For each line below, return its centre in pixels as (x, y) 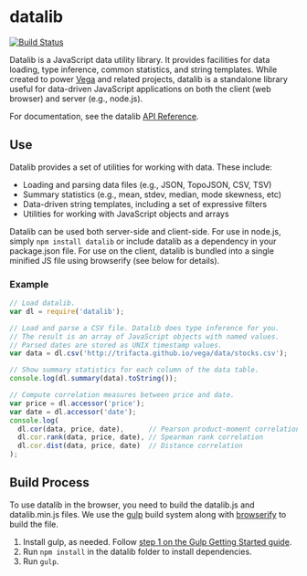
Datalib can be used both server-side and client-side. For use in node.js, (145, 231)
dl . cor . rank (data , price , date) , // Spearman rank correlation (140, 437)
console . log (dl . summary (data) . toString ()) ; (94, 379)
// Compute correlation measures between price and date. (122, 395)
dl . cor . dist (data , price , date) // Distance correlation (131, 446)
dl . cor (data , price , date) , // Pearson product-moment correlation (159, 429)
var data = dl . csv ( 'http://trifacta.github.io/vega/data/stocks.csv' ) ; (148, 353)
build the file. (34, 524)
